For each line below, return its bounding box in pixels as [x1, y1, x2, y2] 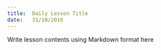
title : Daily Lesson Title [7, 10, 89, 17]
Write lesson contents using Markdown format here [7, 35, 154, 43]
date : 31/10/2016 [7, 16, 64, 23]
